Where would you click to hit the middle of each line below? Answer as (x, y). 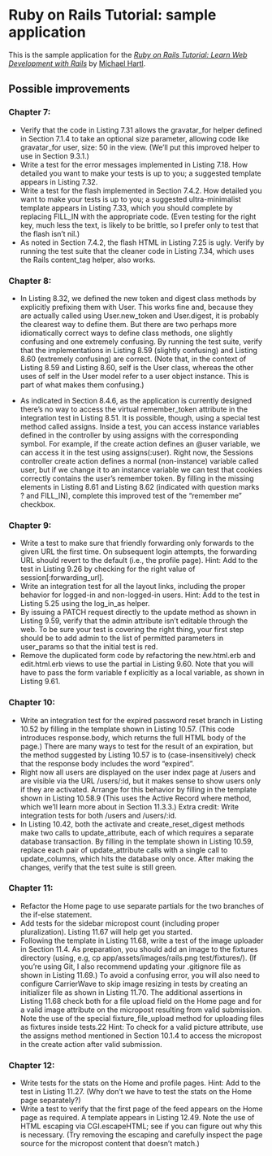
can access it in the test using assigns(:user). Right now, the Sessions (137, 452)
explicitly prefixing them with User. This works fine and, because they (137, 307)
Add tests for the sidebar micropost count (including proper (120, 923)
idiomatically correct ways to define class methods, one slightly (126, 333)
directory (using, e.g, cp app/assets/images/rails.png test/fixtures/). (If (138, 958)
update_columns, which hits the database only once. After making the (137, 858)
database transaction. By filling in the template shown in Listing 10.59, (137, 841)
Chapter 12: (32, 1065)
